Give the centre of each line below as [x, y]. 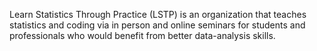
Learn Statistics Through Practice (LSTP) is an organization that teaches [158, 14]
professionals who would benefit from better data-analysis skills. [142, 35]
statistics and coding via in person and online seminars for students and [157, 25]
